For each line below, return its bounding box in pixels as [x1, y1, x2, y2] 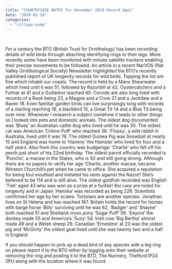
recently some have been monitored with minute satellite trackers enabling [5, 57, 163, 63]
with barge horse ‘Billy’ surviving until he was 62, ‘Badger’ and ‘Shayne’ [5, 204, 157, 211]
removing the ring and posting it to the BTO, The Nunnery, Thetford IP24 [5, 253, 158, 259]
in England [5, 232, 28, 238]
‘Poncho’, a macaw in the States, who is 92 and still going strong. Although [5, 155, 163, 162]
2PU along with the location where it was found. [5, 258, 107, 264]
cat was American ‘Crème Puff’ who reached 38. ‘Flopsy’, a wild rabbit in [5, 128, 159, 134]
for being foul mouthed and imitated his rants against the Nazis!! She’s [5, 172, 154, 178]
